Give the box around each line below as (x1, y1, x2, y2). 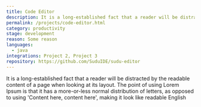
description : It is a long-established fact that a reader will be (6, 14, 178, 20)
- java (11, 48, 28, 53)
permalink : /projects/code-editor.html (6, 20, 106, 26)
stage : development (6, 31, 55, 37)
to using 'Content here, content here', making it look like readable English (6, 93, 187, 101)
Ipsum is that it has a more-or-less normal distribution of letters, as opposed (6, 87, 194, 95)
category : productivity (6, 25, 66, 32)
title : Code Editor (6, 8, 55, 15)
